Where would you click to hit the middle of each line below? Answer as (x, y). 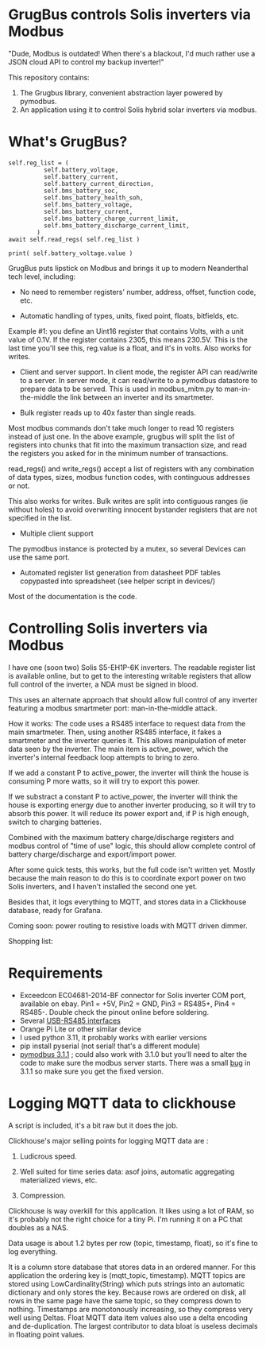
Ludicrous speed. (48, 1156)
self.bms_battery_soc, (81, 191)
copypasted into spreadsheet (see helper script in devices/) (118, 581)
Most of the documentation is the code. (73, 596)
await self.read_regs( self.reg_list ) (74, 239)
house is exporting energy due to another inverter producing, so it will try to (132, 805)
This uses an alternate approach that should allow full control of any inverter (133, 699)
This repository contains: (49, 77)
